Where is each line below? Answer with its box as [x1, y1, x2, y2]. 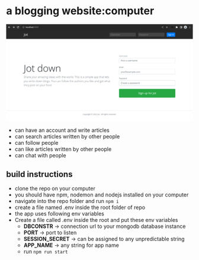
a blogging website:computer [6, 4, 155, 18]
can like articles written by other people [14, 145, 112, 153]
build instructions [6, 169, 73, 179]
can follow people [14, 139, 59, 147]
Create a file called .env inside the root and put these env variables [14, 217, 178, 224]
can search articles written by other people [14, 133, 120, 140]
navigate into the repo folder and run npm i [14, 198, 120, 205]
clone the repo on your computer [14, 185, 96, 192]
